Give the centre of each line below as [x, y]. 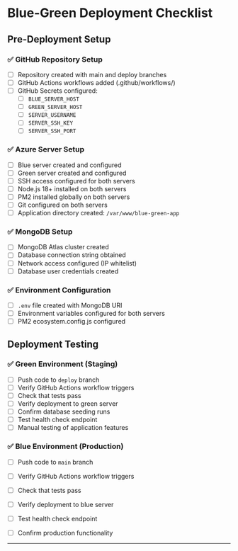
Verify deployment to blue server [66, 504]
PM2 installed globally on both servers [74, 197]
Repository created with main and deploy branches [92, 74]
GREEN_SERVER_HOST [55, 108]
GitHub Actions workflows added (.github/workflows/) [96, 82]
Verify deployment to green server [68, 404]
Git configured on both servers [62, 205]
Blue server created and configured [69, 165]
